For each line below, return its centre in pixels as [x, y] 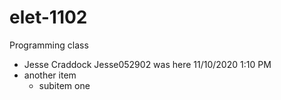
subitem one [64, 85]
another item [50, 75]
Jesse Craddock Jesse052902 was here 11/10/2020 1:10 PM [147, 64]
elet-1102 [48, 17]
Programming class [49, 45]
